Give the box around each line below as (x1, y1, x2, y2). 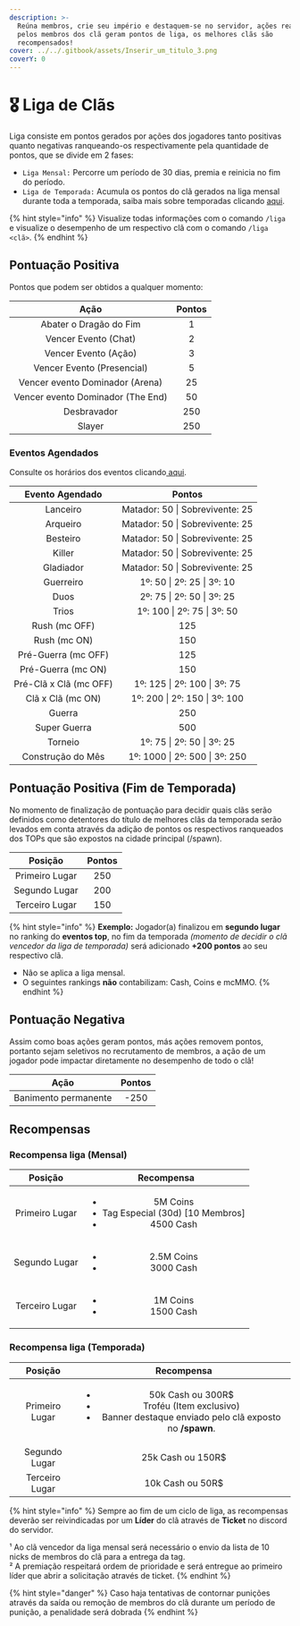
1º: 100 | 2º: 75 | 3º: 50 (137, 605, 238, 617)
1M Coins (153, 1294, 195, 1307)
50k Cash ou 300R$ (148, 1388, 235, 1400)
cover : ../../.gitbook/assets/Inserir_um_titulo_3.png (9, 47, 218, 55)
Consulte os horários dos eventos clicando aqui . (9, 467, 187, 478)
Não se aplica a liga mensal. (21, 967, 126, 978)
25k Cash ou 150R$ (141, 1451, 227, 1463)
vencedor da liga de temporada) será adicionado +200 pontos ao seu (9, 941, 268, 951)
